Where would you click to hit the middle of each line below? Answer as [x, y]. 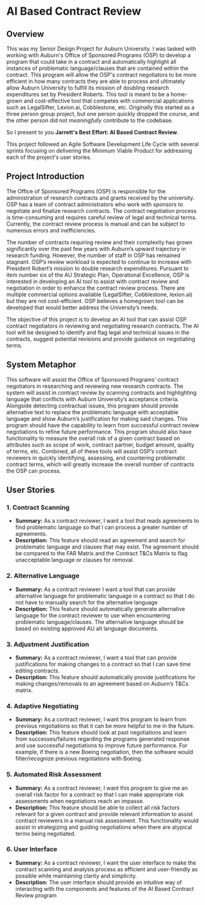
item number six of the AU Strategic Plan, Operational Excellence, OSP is [98, 275]
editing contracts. [37, 671]
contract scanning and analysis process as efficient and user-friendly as [106, 869]
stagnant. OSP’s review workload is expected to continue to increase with [99, 261]
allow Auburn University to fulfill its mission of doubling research [88, 88]
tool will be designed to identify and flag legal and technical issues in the [98, 332]
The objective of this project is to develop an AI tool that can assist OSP [96, 319]
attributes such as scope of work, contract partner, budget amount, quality [100, 445]
